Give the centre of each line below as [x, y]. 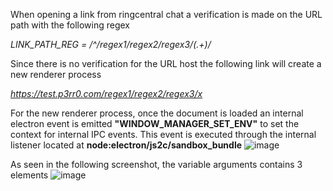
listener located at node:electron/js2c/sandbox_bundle [126, 145]
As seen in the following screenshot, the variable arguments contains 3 [156, 164]
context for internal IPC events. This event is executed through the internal [163, 134]
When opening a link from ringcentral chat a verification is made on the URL [166, 14]
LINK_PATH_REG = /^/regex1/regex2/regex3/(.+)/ [111, 44]
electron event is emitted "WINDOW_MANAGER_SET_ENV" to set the [155, 123]
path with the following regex [70, 25]
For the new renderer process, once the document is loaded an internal [157, 113]
